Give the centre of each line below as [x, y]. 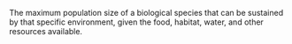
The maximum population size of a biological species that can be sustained [146, 13]
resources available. [46, 31]
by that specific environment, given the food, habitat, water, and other [136, 22]
